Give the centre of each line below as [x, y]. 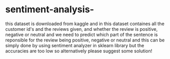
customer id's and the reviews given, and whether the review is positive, [81, 29]
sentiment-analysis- [50, 9]
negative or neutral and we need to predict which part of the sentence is [81, 34]
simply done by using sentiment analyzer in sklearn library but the [75, 45]
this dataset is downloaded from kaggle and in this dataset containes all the [85, 24]
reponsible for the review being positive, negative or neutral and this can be [85, 40]
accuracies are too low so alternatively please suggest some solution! [79, 51]
